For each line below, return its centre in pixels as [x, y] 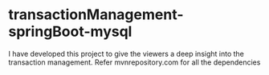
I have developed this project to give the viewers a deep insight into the [126, 53]
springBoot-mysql [70, 32]
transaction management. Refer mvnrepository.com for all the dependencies [134, 62]
